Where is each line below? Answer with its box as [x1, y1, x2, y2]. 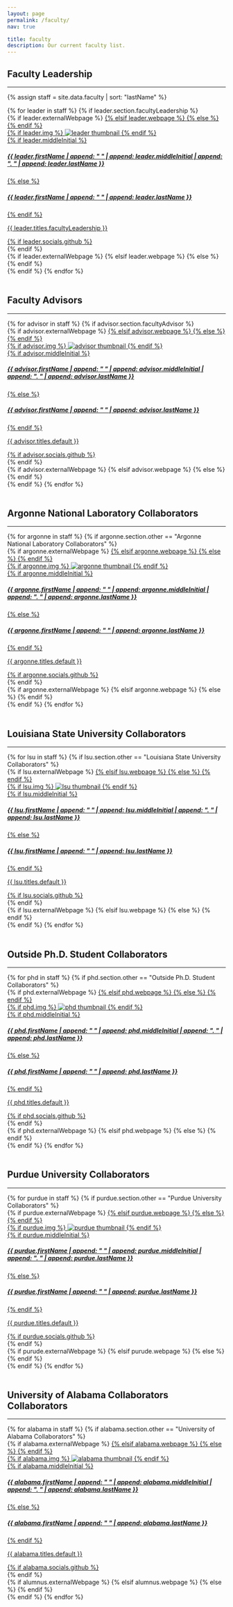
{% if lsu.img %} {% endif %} [7, 782, 137, 791]
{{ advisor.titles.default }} [7, 436, 80, 445]
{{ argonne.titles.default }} [7, 657, 82, 665]
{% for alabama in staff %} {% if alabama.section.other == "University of [7, 1425, 215, 1434]
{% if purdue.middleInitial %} [7, 1230, 90, 1239]
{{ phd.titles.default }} [7, 1098, 69, 1107]
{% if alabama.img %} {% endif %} [7, 1455, 170, 1463]
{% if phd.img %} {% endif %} [7, 1003, 144, 1011]
